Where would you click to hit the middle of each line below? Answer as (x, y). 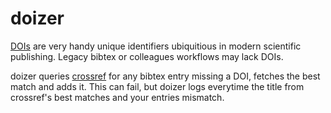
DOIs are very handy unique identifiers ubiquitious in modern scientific (156, 46)
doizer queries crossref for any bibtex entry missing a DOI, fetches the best (165, 76)
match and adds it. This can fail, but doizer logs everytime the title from (157, 86)
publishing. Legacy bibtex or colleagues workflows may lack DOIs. (147, 56)
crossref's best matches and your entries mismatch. (117, 97)
